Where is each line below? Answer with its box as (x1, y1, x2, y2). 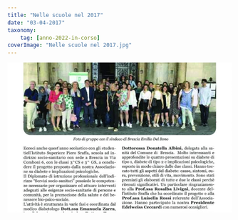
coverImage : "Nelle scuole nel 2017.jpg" (7, 41, 133, 49)
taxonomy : (7, 26, 37, 34)
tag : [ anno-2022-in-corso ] (20, 34, 100, 41)
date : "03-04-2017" (7, 19, 66, 26)
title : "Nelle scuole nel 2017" (7, 11, 103, 19)
